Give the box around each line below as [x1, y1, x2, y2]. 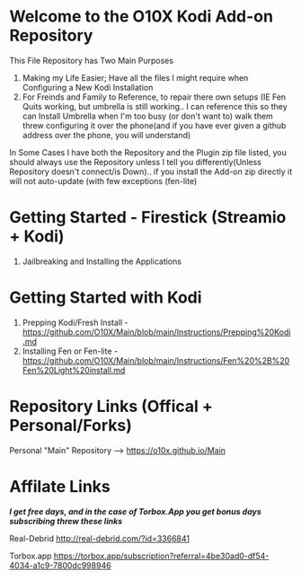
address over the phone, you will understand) [22, 129, 191, 140]
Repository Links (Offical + [9, 397, 214, 417]
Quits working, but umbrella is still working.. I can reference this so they [22, 101, 288, 111]
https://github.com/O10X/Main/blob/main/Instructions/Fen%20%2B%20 [22, 355, 290, 365]
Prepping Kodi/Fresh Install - [22, 317, 128, 328]
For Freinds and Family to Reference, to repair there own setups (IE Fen [22, 92, 287, 102]
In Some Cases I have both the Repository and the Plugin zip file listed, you [9, 146, 288, 158]
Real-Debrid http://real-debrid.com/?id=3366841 [9, 532, 190, 544]
